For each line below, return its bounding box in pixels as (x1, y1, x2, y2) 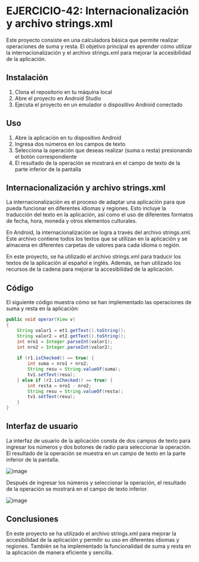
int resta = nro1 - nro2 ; (27, 383, 92, 389)
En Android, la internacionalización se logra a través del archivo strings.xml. (6, 229, 192, 236)
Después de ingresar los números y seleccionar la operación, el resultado (6, 479, 187, 486)
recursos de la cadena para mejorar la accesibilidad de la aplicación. (6, 266, 174, 273)
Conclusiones (6, 514, 59, 524)
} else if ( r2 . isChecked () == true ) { (17, 377, 113, 383)
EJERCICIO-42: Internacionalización (6, 4, 189, 18)
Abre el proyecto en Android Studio (14, 94, 102, 102)
